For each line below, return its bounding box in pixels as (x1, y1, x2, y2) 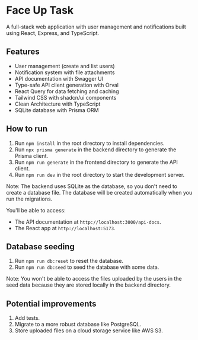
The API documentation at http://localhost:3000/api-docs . (14, 218, 161, 225)
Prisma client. (14, 152, 49, 159)
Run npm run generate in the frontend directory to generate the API (14, 158, 178, 166)
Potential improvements (6, 298, 97, 309)
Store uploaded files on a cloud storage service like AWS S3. (14, 327, 163, 334)
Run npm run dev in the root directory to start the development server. (14, 171, 185, 178)
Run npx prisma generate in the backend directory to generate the (14, 146, 177, 153)
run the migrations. (6, 195, 53, 202)
